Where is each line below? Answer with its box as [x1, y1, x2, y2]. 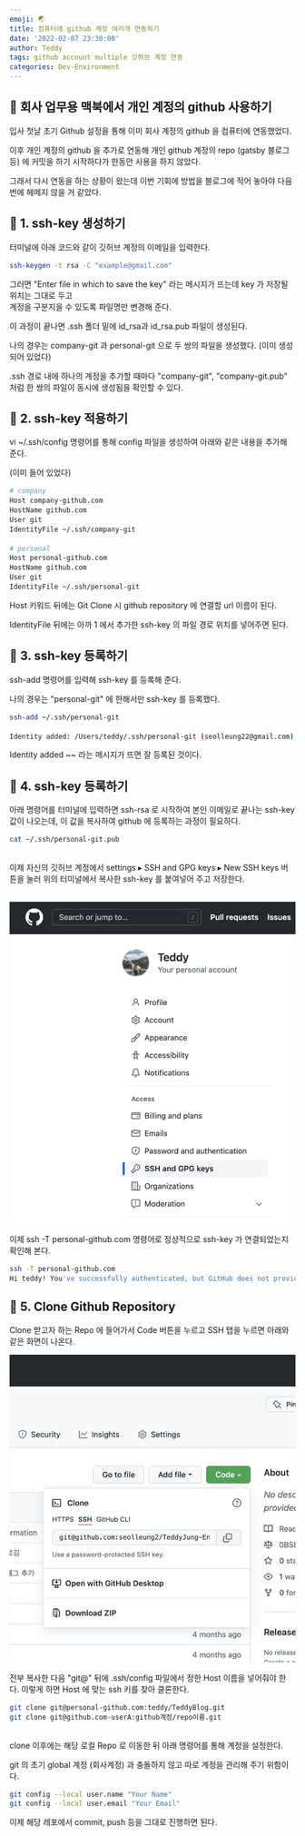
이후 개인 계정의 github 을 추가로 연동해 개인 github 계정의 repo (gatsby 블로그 [9, 144, 290, 155]
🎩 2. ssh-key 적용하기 [9, 410, 129, 426]
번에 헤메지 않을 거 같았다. [9, 186, 102, 197]
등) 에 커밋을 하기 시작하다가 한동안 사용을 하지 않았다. [9, 155, 202, 167]
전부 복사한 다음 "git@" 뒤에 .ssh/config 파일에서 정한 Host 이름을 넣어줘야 [9, 1672, 277, 1683]
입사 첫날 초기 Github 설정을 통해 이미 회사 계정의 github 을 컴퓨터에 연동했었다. [9, 125, 292, 136]
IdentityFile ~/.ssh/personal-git [9, 582, 141, 592]
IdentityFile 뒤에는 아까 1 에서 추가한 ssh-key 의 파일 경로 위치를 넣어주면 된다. [9, 618, 289, 630]
